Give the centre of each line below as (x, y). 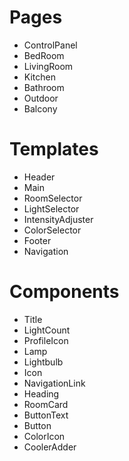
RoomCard (46, 404)
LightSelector (51, 208)
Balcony (40, 108)
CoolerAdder (50, 447)
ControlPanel (50, 45)
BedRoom (44, 55)
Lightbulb (43, 362)
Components (64, 292)
